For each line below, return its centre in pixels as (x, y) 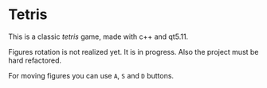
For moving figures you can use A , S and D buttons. (91, 75)
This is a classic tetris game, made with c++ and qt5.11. (98, 36)
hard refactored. (35, 60)
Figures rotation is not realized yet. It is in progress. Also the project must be (133, 52)
